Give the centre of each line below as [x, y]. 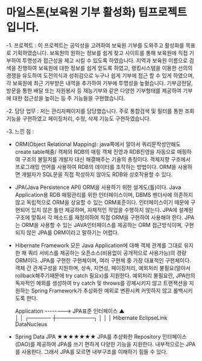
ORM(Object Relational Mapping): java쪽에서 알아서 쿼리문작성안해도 [98, 144]
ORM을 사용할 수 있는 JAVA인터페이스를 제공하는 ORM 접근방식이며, [102, 225]
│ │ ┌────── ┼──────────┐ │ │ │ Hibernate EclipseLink [91, 318]
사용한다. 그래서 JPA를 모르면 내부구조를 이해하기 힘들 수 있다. [94, 351]
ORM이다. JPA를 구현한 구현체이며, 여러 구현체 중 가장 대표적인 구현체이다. [103, 260]
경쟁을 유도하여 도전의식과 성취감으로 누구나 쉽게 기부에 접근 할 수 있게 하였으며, [100, 75]
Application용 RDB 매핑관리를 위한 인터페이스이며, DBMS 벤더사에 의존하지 [104, 194]
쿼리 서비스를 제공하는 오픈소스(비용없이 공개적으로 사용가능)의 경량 [107, 253]
